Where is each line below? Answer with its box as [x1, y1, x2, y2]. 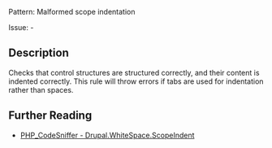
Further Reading [8, 109, 93, 123]
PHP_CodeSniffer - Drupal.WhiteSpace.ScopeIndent [19, 130, 195, 140]
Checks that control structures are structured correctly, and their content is [8, 67, 260, 77]
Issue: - [8, 23, 34, 32]
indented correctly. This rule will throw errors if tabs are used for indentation [8, 76, 264, 86]
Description [8, 46, 69, 60]
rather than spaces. [8, 85, 74, 94]
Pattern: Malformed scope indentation [8, 7, 136, 16]
